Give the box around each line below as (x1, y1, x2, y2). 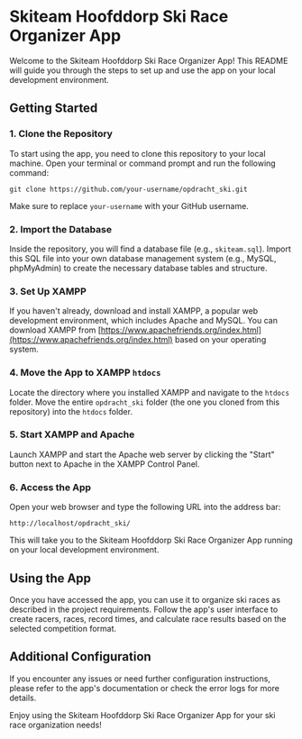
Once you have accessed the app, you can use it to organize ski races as (9, 594, 281, 605)
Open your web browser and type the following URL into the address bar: (9, 502, 281, 513)
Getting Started (9, 101, 98, 116)
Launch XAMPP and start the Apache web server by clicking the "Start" (9, 449, 275, 460)
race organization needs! (9, 719, 102, 730)
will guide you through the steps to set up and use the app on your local (9, 65, 277, 76)
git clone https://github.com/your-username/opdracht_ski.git (9, 185, 248, 194)
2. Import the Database (9, 223, 113, 235)
